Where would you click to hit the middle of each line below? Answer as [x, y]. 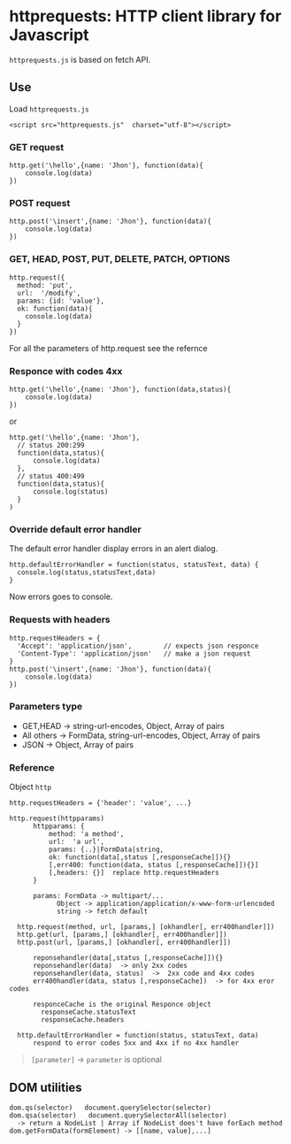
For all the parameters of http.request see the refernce [108, 348]
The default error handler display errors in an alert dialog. [114, 549]
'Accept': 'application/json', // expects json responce [138, 646]
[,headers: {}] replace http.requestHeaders [134, 873]
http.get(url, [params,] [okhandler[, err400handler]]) [122, 935]
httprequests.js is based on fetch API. [80, 59]
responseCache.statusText [89, 1012]
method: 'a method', [86, 834]
